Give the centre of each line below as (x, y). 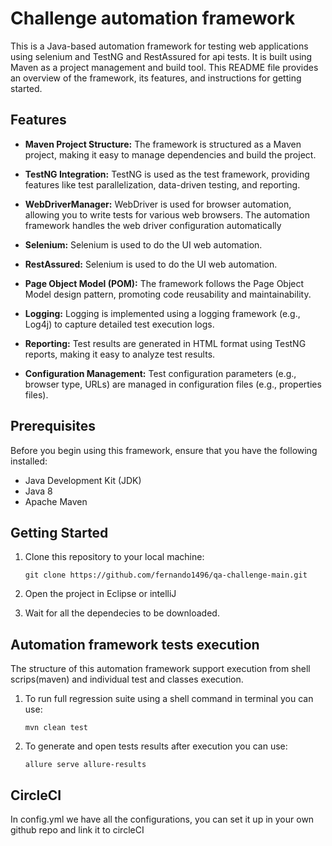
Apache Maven (56, 501)
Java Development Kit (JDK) (83, 480)
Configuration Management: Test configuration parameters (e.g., (160, 373)
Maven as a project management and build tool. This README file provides (164, 67)
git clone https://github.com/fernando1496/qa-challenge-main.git (166, 575)
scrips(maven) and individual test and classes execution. (127, 679)
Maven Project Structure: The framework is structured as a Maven (163, 144)
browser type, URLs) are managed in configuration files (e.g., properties (173, 384)
